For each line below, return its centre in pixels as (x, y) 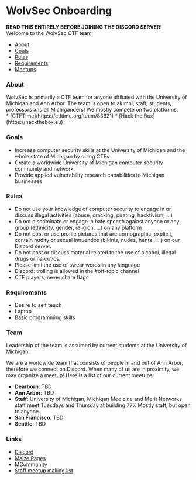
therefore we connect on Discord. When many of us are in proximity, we (93, 369)
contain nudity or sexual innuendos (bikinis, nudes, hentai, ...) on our (97, 240)
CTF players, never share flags (51, 277)
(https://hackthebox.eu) (35, 122)
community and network (44, 168)
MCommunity (31, 464)
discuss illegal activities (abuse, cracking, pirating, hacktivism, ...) (93, 215)
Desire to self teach (38, 305)
